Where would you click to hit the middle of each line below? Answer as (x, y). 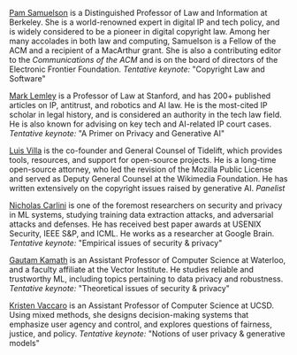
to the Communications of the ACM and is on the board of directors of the (144, 60)
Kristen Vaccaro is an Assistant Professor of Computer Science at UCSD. (142, 305)
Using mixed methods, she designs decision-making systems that (129, 315)
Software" (27, 78)
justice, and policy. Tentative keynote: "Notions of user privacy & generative (147, 334)
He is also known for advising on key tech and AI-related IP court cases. (141, 124)
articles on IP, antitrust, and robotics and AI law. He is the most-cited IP (138, 105)
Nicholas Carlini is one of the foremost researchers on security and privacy (146, 205)
